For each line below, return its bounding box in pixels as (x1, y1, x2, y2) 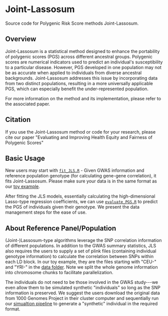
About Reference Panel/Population (5, 224, 117, 232)
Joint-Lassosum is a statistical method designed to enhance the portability (5, 48, 160, 54)
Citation (5, 115, 31, 124)
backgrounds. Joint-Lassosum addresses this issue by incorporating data (5, 75, 158, 81)
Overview (5, 35, 37, 43)
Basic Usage (5, 154, 45, 162)
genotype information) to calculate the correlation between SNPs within (5, 254, 154, 260)
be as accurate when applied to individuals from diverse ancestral (5, 70, 142, 76)
